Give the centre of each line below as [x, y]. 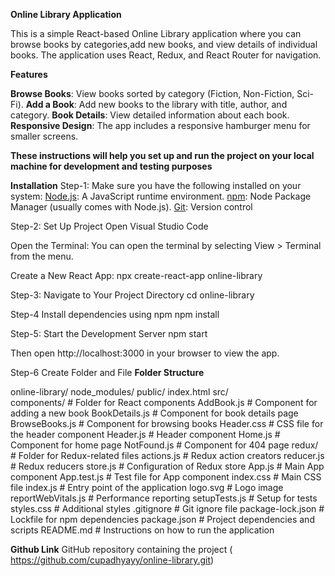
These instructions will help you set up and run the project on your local [162, 155]
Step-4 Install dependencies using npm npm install [115, 314]
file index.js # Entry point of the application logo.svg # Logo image [147, 487]
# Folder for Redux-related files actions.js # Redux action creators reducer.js [167, 455]
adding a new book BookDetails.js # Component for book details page [154, 413]
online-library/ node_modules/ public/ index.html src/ [119, 392]
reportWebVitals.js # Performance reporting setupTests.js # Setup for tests [164, 498]
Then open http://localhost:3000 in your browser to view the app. [145, 353]
